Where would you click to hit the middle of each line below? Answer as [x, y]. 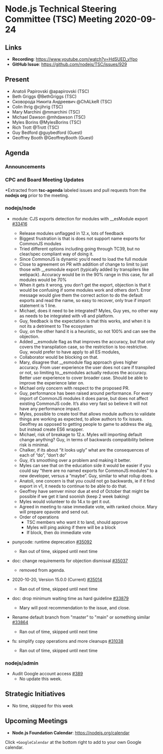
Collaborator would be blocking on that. [59, 357]
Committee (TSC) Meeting [59, 19]
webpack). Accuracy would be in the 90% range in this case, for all [86, 274]
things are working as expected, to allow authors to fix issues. [81, 419]
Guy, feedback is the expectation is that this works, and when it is [85, 321]
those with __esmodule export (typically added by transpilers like [84, 269]
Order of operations [39, 517]
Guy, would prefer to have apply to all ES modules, [70, 352]
